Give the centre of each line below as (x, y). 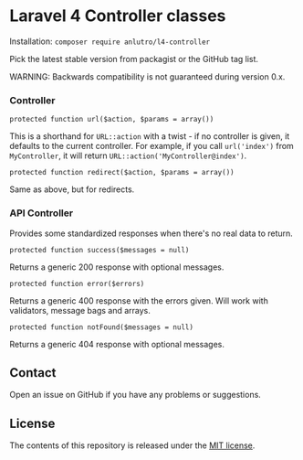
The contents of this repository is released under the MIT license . (132, 445)
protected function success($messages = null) (99, 250)
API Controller (42, 213)
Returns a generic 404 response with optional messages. (117, 344)
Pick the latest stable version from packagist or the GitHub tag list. (134, 59)
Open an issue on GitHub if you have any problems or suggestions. (136, 395)
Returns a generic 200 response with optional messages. (117, 267)
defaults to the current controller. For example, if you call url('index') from (151, 146)
